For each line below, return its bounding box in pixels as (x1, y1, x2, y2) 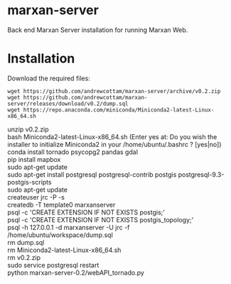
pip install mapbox (7, 155, 61, 163)
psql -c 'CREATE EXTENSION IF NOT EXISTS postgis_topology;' (7, 215, 194, 224)
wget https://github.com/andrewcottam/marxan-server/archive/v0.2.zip (7, 87, 221, 94)
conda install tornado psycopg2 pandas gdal (7, 148, 139, 156)
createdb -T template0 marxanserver (7, 200, 116, 209)
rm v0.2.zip (7, 253, 41, 261)
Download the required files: (7, 74, 90, 82)
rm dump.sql (7, 238, 45, 246)
